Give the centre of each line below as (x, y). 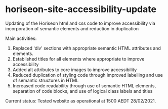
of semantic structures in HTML (46, 80)
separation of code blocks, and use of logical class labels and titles (82, 91)
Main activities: (21, 38)
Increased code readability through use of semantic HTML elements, (84, 86)
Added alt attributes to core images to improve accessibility (75, 70)
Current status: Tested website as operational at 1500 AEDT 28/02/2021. (81, 101)
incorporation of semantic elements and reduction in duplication (72, 28)
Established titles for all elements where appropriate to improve (78, 59)
